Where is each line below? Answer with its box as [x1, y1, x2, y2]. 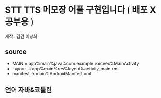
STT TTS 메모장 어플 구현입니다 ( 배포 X [5, 4, 156, 15]
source [5, 48, 27, 56]
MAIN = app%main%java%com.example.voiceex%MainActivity [12, 60, 139, 66]
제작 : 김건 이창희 [5, 33, 38, 39]
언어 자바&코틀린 [5, 86, 52, 94]
